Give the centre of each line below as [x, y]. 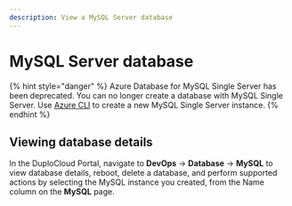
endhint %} [30, 114]
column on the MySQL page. [62, 192]
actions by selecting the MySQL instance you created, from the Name [137, 182]
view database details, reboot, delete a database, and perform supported [143, 173]
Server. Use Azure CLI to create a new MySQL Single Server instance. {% [144, 105]
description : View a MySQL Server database [91, 17]
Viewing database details [81, 142]
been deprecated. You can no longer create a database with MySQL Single [146, 95]
